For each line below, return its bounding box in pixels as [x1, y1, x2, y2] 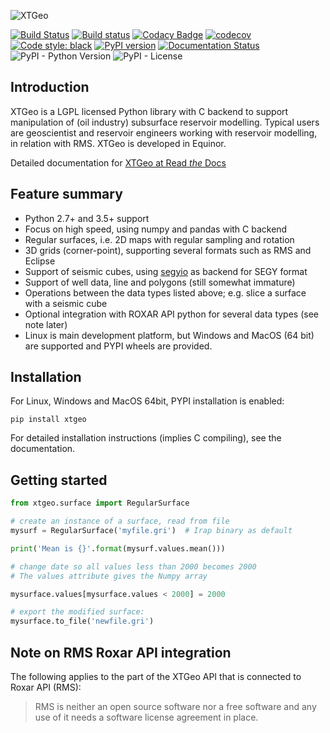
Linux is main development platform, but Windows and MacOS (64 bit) [24, 329, 315, 341]
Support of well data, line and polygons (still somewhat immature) [24, 276, 296, 288]
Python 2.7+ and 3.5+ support [24, 212, 150, 224]
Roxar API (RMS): [10, 681, 82, 693]
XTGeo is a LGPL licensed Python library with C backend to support [10, 105, 289, 117]
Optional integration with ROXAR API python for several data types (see [24, 308, 319, 320]
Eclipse [24, 255, 56, 267]
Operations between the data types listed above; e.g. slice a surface [24, 286, 307, 299]
